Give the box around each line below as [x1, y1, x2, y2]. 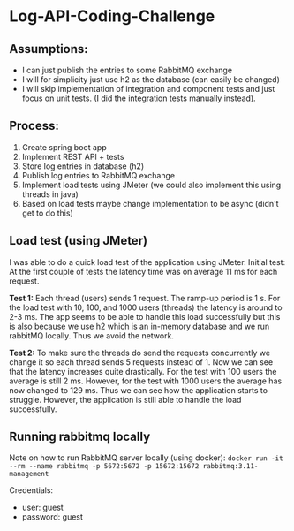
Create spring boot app [21, 141, 108, 152]
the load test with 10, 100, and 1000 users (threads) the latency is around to [9, 302, 283, 313]
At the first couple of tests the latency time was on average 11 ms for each [9, 266, 278, 277]
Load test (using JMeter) [9, 233, 148, 248]
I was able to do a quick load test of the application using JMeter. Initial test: [9, 256, 286, 267]
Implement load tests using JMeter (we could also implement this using [21, 179, 282, 190]
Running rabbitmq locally [9, 429, 151, 444]
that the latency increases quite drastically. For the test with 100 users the [9, 366, 277, 376]
